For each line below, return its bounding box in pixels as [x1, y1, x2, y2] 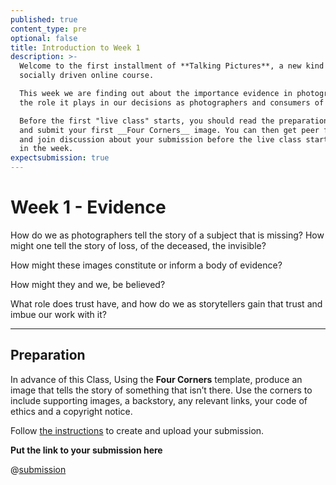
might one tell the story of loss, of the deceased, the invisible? [10, 239, 267, 251]
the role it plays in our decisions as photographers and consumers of [19, 97, 325, 108]
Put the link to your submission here [10, 444, 163, 456]
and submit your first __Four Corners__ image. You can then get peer [19, 125, 320, 135]
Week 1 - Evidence [10, 196, 167, 219]
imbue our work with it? [10, 308, 107, 320]
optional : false [10, 33, 78, 43]
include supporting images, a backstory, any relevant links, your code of [10, 394, 308, 406]
